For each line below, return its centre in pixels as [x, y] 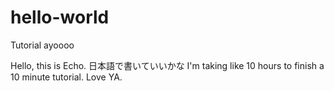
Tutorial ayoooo [42, 45]
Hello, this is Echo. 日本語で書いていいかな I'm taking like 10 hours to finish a [167, 65]
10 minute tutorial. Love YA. [66, 77]
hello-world [60, 17]
